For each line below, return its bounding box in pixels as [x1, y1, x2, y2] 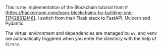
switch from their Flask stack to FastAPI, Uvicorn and [40, 15, 150, 21]
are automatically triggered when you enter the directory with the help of [5, 35, 156, 41]
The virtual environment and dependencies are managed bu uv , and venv [5, 30, 157, 36]
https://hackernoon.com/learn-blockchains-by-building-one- [7, 10, 134, 16]
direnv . [5, 41, 20, 47]
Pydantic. [5, 20, 25, 26]
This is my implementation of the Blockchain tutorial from [5, 5, 124, 10]
